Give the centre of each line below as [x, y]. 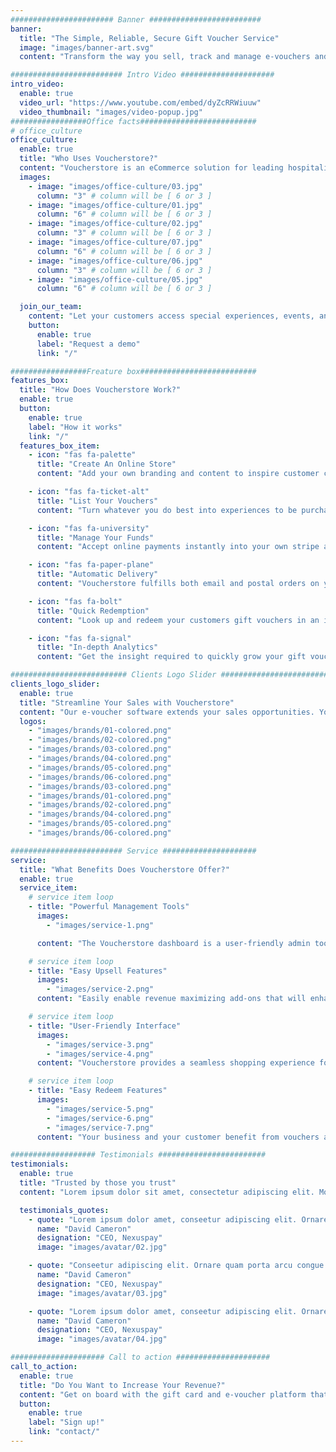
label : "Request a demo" [88, 344]
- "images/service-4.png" [100, 1054]
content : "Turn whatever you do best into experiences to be [167, 510]
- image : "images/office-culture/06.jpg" [115, 261]
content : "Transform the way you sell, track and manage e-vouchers [165, 57]
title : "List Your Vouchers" [97, 501]
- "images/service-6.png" [100, 1118]
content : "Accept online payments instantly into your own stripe [178, 547]
